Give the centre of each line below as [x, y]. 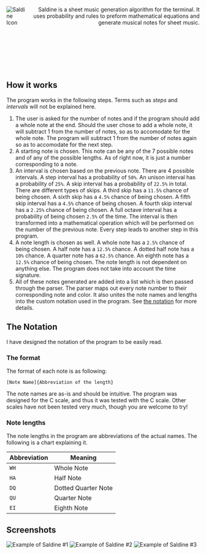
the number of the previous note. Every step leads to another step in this [107, 229]
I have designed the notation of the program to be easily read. [84, 341]
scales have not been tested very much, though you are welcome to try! [97, 407]
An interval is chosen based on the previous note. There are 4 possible [105, 170]
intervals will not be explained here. [51, 106]
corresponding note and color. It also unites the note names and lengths [106, 294]
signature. [28, 275]
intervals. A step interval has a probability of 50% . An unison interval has [105, 177]
